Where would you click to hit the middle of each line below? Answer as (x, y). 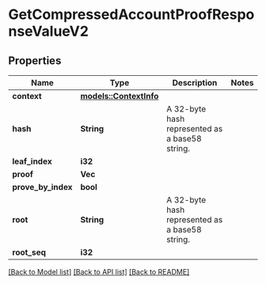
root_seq (29, 252)
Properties (35, 61)
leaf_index (32, 161)
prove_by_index (42, 187)
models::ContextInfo (120, 96)
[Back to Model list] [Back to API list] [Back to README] (99, 272)
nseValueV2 (49, 31)
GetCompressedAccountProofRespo (131, 15)
